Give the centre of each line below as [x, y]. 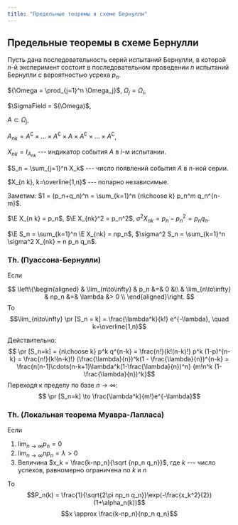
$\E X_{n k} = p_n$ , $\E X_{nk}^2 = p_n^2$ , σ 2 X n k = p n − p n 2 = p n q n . [109, 218]
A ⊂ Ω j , [18, 120]
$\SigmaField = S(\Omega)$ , [49, 106]
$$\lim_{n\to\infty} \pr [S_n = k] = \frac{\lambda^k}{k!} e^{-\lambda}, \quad [119, 319]
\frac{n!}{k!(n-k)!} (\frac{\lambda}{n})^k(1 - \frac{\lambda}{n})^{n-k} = [126, 359]
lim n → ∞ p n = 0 [40, 445]
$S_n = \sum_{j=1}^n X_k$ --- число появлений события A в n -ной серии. [118, 169]
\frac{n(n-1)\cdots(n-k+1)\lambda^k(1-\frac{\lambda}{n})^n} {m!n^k [115, 366]
